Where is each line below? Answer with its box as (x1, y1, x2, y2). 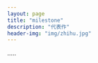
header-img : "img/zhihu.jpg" (7, 29, 92, 37)
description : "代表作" (7, 23, 70, 30)
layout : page (7, 10, 45, 17)
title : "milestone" (7, 17, 64, 24)
